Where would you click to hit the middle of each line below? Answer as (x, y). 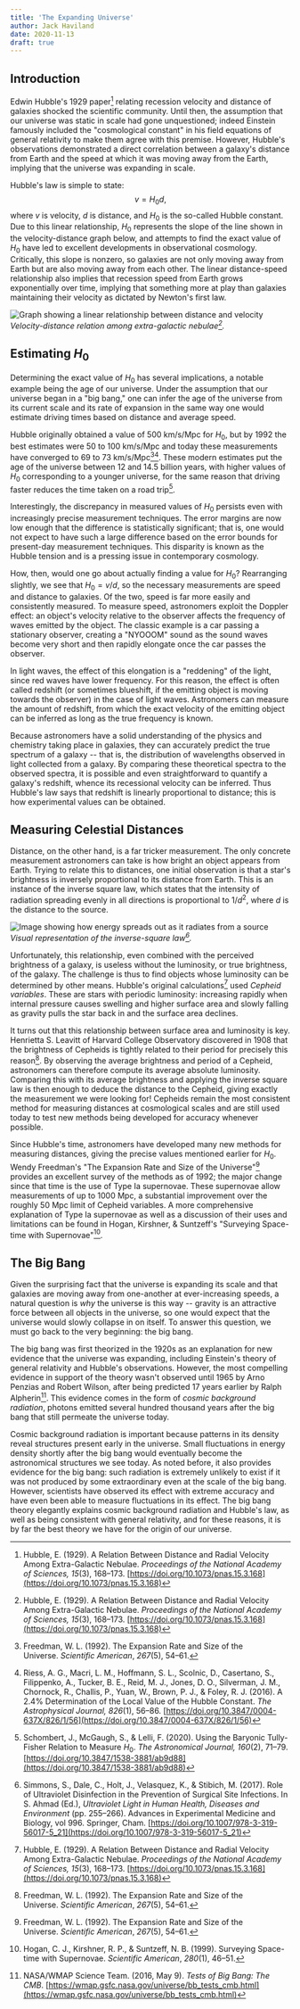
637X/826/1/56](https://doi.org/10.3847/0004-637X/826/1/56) (138, 1720)
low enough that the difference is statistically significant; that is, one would (147, 528)
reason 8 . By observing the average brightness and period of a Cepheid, (142, 1060)
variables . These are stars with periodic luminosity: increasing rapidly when (149, 995)
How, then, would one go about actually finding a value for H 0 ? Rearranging (149, 575)
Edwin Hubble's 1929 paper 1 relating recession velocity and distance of (141, 101)
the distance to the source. (60, 910)
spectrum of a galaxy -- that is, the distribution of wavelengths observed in (148, 754)
